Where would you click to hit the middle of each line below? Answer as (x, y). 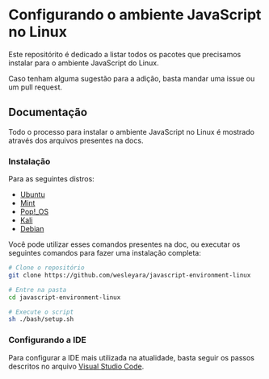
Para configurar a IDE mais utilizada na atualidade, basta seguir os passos (132, 357)
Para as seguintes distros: (51, 179)
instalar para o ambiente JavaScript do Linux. (84, 63)
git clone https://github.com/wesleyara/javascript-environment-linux (130, 275)
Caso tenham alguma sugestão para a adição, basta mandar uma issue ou (132, 78)
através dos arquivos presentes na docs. (76, 140)
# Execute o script (41, 312)
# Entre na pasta (38, 289)
